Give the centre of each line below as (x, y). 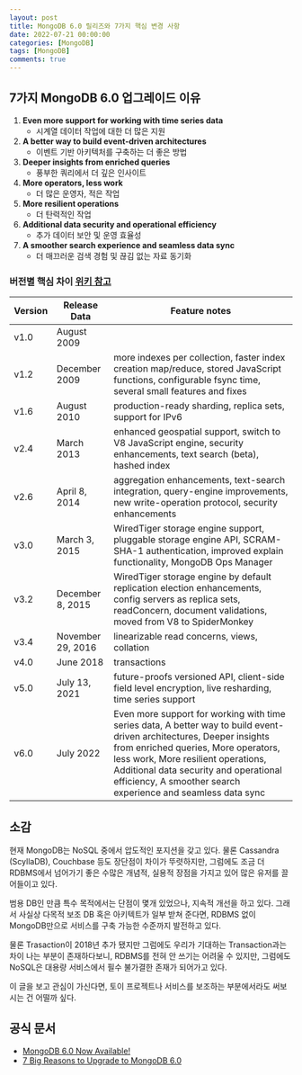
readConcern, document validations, (191, 611)
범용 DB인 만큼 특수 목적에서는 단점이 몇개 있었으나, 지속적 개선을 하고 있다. (142, 903)
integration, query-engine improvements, (201, 491)
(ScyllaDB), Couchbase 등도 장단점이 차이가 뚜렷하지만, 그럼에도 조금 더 (137, 861)
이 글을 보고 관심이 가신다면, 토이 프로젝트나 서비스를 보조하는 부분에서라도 (140, 986)
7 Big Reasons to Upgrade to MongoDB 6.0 (102, 1060)
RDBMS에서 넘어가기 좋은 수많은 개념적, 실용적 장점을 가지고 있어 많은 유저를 (144, 873)
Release (80, 305)
